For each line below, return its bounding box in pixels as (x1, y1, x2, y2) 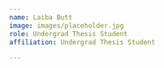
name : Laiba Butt (9, 12, 73, 22)
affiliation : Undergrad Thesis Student (9, 37, 156, 47)
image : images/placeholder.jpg (9, 21, 124, 30)
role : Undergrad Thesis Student (9, 29, 128, 38)
